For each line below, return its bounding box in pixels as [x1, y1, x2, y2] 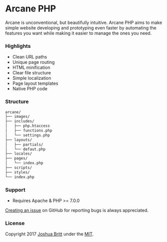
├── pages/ [5, 156, 28, 161]
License [5, 220, 25, 227]
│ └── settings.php [5, 133, 50, 138]
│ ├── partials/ [5, 142, 43, 147]
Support [5, 186, 26, 193]
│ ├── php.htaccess [5, 123, 50, 129]
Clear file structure [12, 70, 51, 76]
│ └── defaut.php [5, 147, 46, 152]
